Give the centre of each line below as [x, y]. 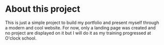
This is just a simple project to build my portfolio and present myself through [82, 22]
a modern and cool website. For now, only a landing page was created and [80, 27]
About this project [43, 9]
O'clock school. [21, 38]
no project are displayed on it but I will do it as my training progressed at [78, 33]
